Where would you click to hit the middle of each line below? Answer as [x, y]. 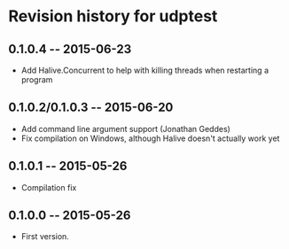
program [37, 80]
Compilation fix [49, 187]
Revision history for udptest [113, 16]
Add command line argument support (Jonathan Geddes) [126, 128]
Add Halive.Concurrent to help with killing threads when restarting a [145, 70]
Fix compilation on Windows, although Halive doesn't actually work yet [150, 138]
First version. [45, 237]
